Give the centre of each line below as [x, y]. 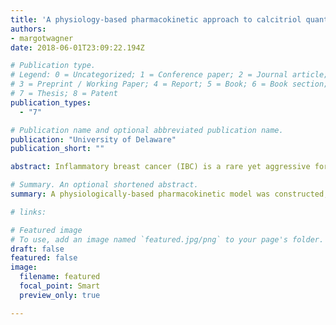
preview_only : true [60, 295]
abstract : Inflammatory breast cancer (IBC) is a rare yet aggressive [160, 167]
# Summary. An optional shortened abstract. [104, 185]
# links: [28, 212]
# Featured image [46, 230]
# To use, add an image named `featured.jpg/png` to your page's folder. [167, 239]
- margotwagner [42, 38]
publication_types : [51, 102]
